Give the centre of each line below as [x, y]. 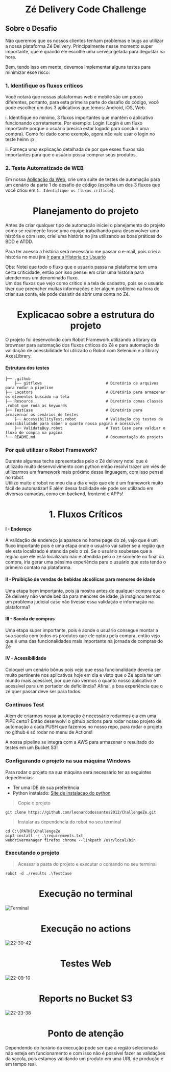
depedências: [20, 777]
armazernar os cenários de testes [42, 414]
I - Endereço [19, 529]
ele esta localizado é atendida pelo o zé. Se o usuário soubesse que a [79, 551]
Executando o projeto [32, 853]
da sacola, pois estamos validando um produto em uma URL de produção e [84, 1058]
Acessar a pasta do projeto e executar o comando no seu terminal [87, 864]
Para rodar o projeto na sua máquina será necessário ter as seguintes [78, 772]
